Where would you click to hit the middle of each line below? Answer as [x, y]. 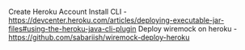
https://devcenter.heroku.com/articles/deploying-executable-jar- [116, 20]
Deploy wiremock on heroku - [188, 29]
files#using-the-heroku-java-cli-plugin [72, 29]
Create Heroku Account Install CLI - [68, 12]
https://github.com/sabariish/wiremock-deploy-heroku [99, 37]
